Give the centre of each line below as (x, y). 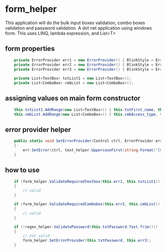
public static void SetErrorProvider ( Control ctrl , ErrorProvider (84, 141)
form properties (30, 49)
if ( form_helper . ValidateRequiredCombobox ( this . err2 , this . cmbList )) (87, 204)
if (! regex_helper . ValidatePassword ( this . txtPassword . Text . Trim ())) (86, 227)
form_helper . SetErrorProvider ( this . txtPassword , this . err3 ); (87, 241)
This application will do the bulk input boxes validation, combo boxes (75, 23)
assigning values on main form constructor (73, 98)
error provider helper (38, 129)
